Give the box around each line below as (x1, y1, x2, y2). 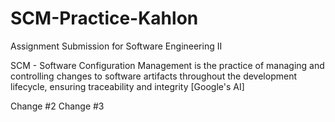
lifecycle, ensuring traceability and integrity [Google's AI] (10, 80, 245, 92)
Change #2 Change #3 (10, 100, 105, 112)
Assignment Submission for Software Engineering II (10, 40, 223, 52)
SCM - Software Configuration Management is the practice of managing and (10, 59, 325, 71)
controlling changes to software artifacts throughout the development (10, 70, 297, 82)
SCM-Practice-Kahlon (10, 7, 199, 30)
